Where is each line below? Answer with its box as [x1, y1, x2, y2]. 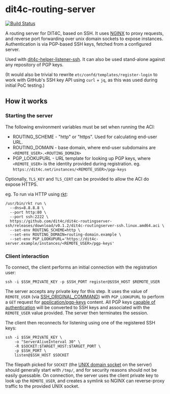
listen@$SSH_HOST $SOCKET [14, 352, 70, 357]
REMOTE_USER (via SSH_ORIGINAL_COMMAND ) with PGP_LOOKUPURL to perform [5, 293, 164, 300]
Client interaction [5, 252, 49, 259]
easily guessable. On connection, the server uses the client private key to [5, 372, 159, 378]
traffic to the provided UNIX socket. [5, 383, 80, 389]
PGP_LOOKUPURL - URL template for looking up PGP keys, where [12, 155, 151, 161]
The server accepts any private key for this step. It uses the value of [5, 288, 148, 294]
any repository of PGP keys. [5, 61, 64, 68]
